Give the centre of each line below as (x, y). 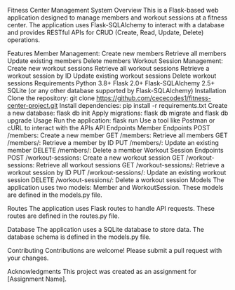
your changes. (28, 258)
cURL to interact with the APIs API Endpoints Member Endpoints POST (109, 128)
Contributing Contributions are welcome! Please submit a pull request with (115, 250)
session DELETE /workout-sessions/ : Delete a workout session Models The (116, 180)
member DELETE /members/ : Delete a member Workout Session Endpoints (115, 150)
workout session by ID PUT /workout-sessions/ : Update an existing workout (117, 172)
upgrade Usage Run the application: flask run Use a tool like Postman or (111, 120)
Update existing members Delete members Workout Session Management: (115, 61)
